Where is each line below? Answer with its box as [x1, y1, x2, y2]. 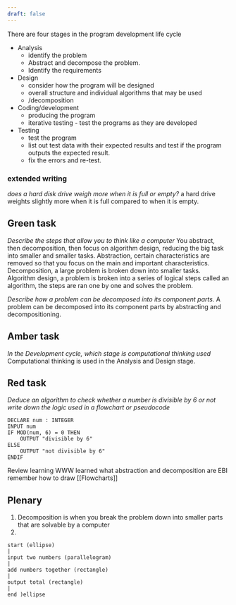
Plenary [7, 494, 42, 506]
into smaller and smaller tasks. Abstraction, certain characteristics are [7, 251, 210, 260]
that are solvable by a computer [17, 520, 111, 529]
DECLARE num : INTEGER [7, 417, 74, 424]
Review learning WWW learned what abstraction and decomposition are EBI [7, 467, 228, 475]
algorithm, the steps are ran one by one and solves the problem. [7, 281, 194, 289]
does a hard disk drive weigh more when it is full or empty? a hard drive [7, 189, 216, 198]
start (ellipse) [7, 541, 55, 549]
